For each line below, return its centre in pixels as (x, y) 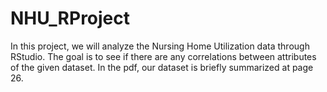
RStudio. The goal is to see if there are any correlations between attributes (163, 56)
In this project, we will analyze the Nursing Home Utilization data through (160, 46)
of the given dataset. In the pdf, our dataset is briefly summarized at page (162, 67)
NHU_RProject (70, 18)
